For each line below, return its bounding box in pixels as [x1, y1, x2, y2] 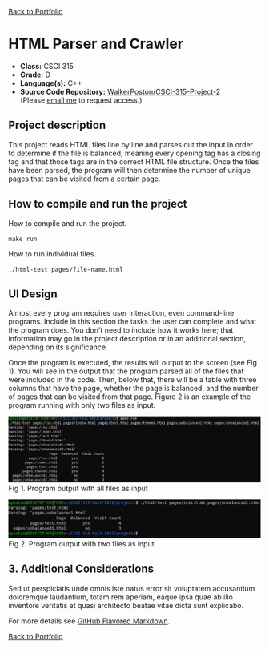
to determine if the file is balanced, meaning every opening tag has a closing [8, 148, 261, 158]
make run [8, 235, 38, 243]
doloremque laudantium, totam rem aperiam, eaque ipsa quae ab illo [8, 592, 234, 602]
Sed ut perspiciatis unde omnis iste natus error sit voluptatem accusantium [8, 583, 255, 593]
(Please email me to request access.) [19, 95, 143, 105]
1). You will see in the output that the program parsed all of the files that [8, 366, 244, 376]
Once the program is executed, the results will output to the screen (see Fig [8, 358, 258, 368]
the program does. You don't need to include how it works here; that [8, 325, 234, 335]
